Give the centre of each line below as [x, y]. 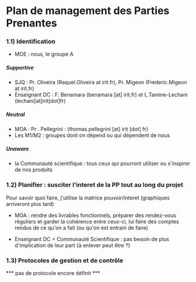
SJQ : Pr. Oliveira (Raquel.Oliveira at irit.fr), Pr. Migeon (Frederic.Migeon [101, 82]
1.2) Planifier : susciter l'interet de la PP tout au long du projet [94, 185]
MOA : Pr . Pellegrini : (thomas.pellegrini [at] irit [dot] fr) [81, 129]
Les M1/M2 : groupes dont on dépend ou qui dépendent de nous [92, 135]
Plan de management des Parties [88, 11]
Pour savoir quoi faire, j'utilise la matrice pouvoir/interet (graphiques [88, 198]
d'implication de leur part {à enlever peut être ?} [72, 245]
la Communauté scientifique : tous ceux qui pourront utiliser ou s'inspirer [102, 164]
